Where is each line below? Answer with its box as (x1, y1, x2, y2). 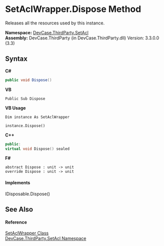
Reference (5, 219, 27, 225)
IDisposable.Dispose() (5, 191, 51, 197)
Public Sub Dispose (5, 96, 46, 101)
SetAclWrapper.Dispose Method (5, 3, 141, 15)
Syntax (5, 55, 28, 63)
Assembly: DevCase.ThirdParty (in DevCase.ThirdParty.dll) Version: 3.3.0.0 (5, 35, 160, 41)
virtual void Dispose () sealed (5, 146, 70, 151)
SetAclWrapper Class (5, 230, 49, 236)
